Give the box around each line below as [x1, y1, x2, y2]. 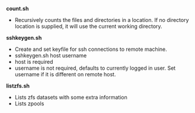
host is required [14, 59, 53, 65]
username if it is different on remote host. [14, 71, 116, 78]
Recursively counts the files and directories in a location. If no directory [14, 17, 189, 23]
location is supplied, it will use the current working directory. [14, 23, 162, 30]
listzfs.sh [6, 82, 30, 89]
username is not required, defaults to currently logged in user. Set [14, 64, 176, 72]
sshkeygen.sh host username [14, 52, 87, 59]
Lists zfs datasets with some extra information [14, 94, 127, 101]
